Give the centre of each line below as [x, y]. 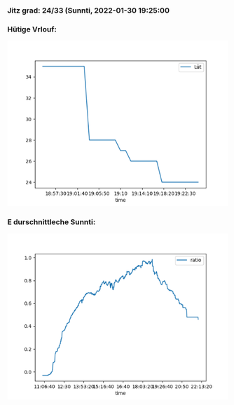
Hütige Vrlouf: [32, 29]
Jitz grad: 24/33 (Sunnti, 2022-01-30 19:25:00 [89, 11]
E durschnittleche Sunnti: [51, 222]
